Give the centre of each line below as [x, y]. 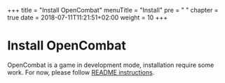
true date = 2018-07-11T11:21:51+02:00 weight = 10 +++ [88, 17]
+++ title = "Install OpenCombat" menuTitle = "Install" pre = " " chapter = [113, 10]
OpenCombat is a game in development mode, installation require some [111, 65]
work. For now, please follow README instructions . [81, 72]
